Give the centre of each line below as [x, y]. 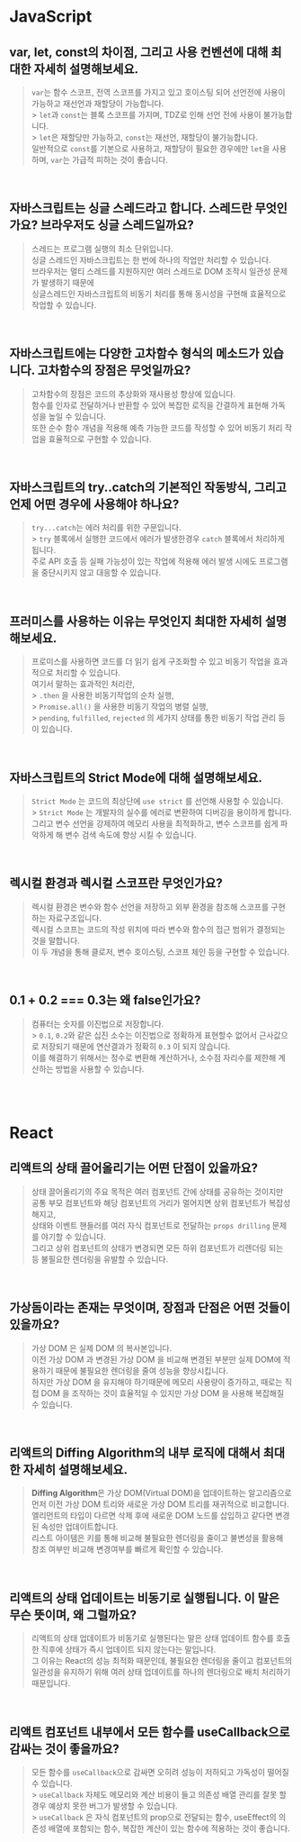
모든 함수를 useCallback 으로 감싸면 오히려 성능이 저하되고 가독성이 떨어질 [160, 1772]
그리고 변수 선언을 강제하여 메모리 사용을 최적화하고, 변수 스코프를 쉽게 [155, 824]
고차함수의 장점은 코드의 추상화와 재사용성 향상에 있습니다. [133, 394]
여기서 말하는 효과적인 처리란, [83, 684]
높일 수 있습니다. [77, 416]
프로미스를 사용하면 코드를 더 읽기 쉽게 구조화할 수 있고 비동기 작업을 [151, 662]
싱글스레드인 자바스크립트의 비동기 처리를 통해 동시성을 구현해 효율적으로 [159, 294]
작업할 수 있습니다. [64, 304]
